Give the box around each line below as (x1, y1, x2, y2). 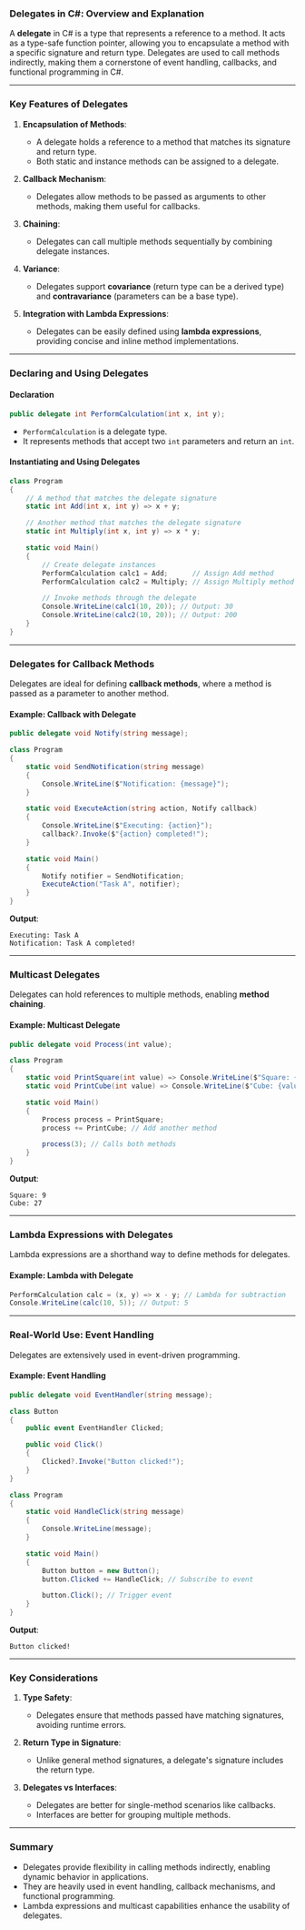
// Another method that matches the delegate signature (25, 518, 242, 528)
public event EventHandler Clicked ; (25, 1424, 165, 1433)
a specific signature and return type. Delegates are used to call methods (9, 47, 280, 58)
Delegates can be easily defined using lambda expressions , (35, 326, 262, 337)
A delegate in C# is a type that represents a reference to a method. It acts (9, 28, 286, 39)
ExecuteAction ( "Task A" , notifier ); (42, 879, 181, 889)
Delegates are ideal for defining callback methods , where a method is (9, 678, 272, 689)
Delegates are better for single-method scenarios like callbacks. (35, 1800, 277, 1811)
